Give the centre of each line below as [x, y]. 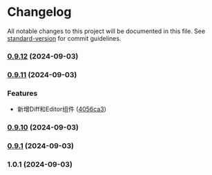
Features [22, 93]
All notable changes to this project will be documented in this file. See [106, 31]
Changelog [39, 12]
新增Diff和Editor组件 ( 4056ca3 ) [62, 109]
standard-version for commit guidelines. [64, 38]
